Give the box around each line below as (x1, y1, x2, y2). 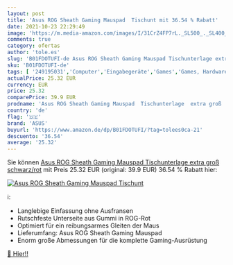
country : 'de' (7, 107, 49, 114)
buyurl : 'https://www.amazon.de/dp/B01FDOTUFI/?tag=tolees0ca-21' (7, 126, 203, 133)
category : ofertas (7, 42, 60, 49)
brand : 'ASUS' (7, 119, 49, 127)
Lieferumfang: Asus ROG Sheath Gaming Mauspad (17, 229, 162, 237)
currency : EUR (7, 81, 49, 88)
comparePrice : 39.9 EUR (7, 94, 76, 101)
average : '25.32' (7, 139, 58, 146)
